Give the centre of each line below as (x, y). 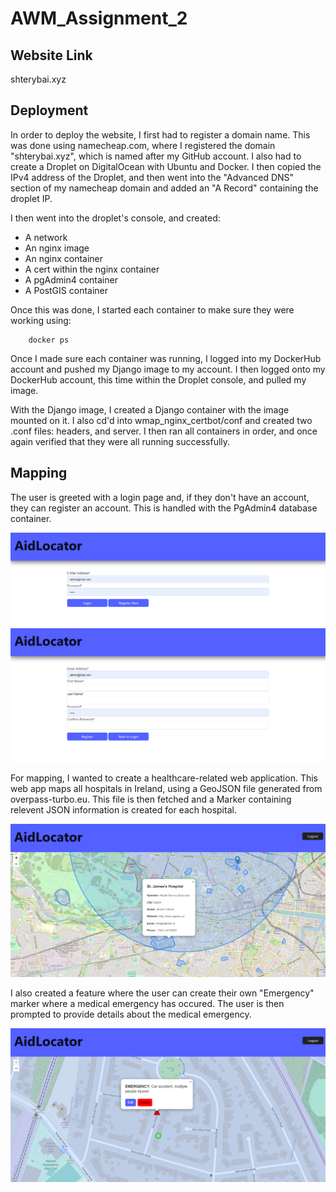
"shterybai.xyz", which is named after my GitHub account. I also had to (156, 156)
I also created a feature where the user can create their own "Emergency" (162, 993)
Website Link (51, 55)
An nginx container (64, 258)
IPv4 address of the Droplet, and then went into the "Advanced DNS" (152, 177)
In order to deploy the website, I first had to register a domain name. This (160, 134)
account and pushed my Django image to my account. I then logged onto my (168, 369)
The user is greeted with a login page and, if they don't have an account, (160, 497)
